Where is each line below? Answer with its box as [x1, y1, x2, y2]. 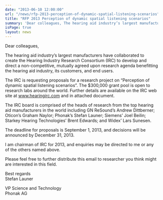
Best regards [5, 171, 31, 176]
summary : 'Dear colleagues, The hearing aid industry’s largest [5, 20, 138, 26]
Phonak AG [5, 190, 28, 196]
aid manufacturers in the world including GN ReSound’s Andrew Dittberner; [5, 107, 155, 113]
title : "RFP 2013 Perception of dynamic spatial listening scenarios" [5, 16, 151, 21]
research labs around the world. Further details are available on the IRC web [5, 88, 157, 93]
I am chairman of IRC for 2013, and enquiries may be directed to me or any [5, 142, 154, 147]
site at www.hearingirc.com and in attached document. [5, 93, 115, 99]
